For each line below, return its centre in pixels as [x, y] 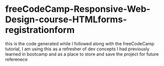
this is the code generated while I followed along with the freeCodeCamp [80, 43]
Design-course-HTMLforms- [66, 19]
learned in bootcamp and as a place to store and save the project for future [82, 54]
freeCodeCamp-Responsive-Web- [78, 9]
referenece [16, 59]
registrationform [40, 30]
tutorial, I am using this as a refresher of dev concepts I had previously [77, 49]
